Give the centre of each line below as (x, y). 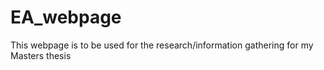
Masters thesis (41, 55)
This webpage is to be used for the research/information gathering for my (162, 45)
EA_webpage (66, 17)
